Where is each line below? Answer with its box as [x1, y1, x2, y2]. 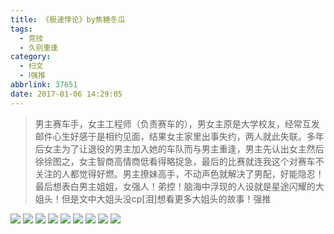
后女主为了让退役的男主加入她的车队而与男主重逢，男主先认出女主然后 [34, 142, 325, 155]
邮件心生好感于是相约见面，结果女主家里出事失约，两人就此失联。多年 [34, 130, 325, 142]
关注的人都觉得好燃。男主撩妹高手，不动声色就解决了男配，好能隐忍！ [34, 167, 325, 180]
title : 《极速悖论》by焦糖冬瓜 [10, 14, 126, 25]
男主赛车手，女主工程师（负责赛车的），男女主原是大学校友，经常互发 [34, 117, 320, 130]
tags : [10, 24, 33, 34]
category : [10, 52, 52, 62]
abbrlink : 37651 [10, 80, 78, 90]
